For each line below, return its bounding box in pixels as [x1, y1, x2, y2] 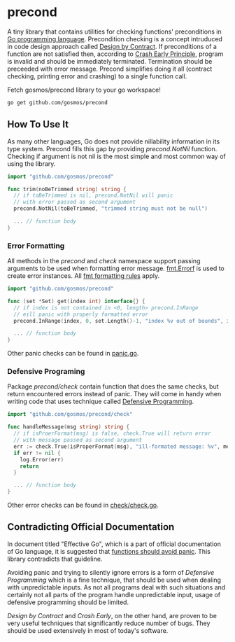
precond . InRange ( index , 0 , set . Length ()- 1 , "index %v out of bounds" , [13, 317, 224, 324]
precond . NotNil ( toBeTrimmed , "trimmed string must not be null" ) [13, 205, 208, 212]
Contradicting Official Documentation [7, 521, 175, 533]
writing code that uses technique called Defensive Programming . [7, 397, 194, 406]
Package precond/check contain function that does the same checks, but [7, 382, 219, 391]
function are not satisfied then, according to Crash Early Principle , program [7, 50, 224, 58]
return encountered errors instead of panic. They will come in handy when [7, 390, 222, 398]
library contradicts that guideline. [7, 554, 103, 563]
